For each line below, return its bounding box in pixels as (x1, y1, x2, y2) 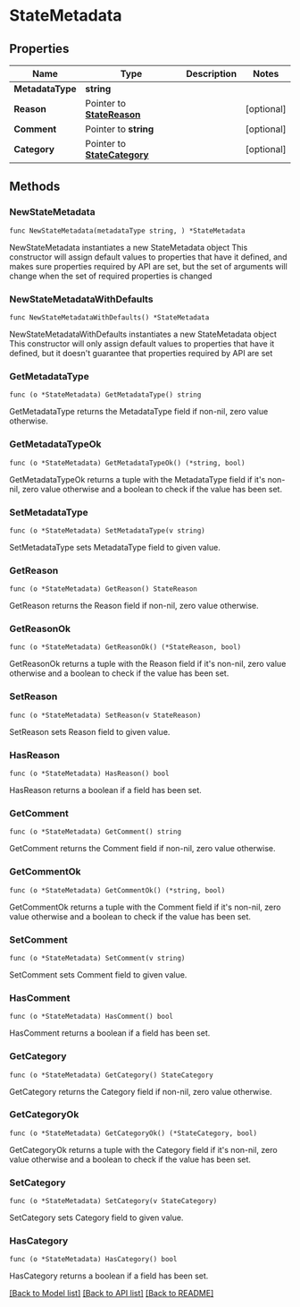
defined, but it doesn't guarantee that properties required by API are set (9, 347, 273, 358)
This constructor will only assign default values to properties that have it (9, 337, 275, 349)
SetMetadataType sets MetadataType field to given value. (9, 542, 221, 552)
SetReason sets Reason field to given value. (9, 726, 171, 737)
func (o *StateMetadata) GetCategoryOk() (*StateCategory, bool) (9, 1129, 257, 1138)
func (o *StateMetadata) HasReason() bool (9, 769, 170, 779)
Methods (9, 179, 61, 194)
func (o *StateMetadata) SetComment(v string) (9, 953, 186, 962)
